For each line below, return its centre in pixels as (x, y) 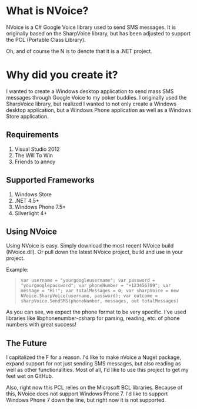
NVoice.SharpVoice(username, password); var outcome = (89, 296)
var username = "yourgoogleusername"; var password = (88, 281)
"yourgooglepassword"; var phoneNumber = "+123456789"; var (96, 286)
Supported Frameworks (51, 180)
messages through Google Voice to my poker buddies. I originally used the (96, 97)
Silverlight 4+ (31, 213)
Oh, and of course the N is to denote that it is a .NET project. (79, 51)
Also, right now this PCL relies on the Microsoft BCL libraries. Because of (94, 388)
